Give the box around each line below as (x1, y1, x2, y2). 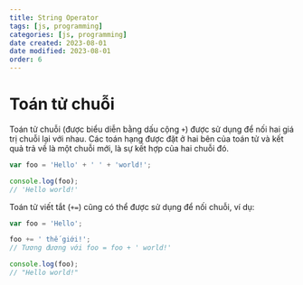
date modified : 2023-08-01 (9, 47, 111, 56)
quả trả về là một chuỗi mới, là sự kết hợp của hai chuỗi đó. (9, 142, 229, 153)
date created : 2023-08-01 (9, 38, 107, 48)
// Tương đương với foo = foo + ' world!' (9, 244, 172, 253)
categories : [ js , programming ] (9, 30, 128, 39)
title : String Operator (9, 13, 99, 23)
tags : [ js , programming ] (9, 22, 103, 31)
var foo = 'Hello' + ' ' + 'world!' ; (9, 160, 152, 170)
